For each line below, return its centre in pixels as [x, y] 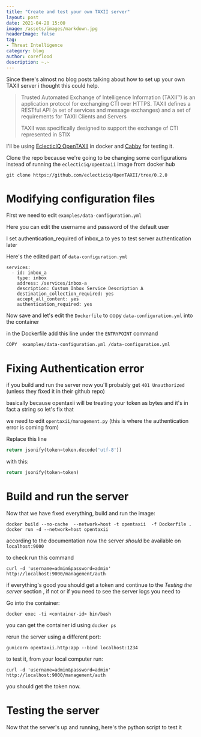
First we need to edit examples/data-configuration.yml [74, 215]
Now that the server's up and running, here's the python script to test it [94, 727]
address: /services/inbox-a [52, 284]
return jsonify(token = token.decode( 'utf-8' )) [64, 450]
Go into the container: [33, 603]
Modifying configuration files [81, 199]
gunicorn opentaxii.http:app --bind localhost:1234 [72, 648]
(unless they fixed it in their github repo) [55, 392]
